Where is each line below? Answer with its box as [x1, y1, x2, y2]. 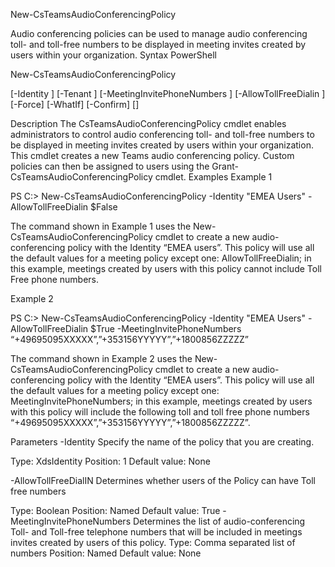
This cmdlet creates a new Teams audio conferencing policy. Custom [10, 150, 295, 161]
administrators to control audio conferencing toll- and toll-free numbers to [10, 129, 315, 140]
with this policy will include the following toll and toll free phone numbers [10, 406, 310, 418]
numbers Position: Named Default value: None [10, 547, 202, 559]
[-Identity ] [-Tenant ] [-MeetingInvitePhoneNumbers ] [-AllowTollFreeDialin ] [10, 88, 326, 99]
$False [90, 201, 118, 213]
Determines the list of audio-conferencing [132, 515, 306, 527]
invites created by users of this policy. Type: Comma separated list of [10, 537, 296, 548]
